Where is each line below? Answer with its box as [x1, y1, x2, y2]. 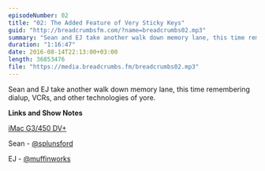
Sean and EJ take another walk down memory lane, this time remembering [8, 84, 251, 94]
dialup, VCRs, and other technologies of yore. [8, 92, 156, 102]
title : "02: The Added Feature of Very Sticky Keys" [8, 19, 185, 27]
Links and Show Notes [8, 108, 83, 117]
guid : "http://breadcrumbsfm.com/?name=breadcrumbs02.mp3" [8, 26, 207, 34]
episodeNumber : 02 [8, 11, 69, 20]
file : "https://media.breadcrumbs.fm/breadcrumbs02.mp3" [8, 63, 200, 71]
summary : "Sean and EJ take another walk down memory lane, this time [8, 33, 245, 42]
